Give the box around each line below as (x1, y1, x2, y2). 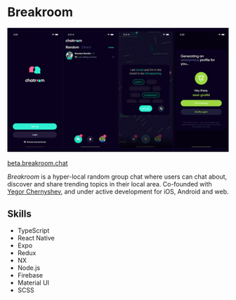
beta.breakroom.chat (7, 159, 68, 168)
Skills (7, 207, 32, 219)
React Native (17, 234, 55, 243)
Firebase (17, 271, 44, 280)
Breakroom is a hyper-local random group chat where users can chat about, (7, 172, 228, 181)
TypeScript (17, 226, 50, 235)
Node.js (17, 264, 41, 272)
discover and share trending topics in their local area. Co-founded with (7, 180, 212, 189)
